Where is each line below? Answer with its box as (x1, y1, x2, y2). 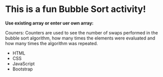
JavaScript (12, 60, 35, 66)
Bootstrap (12, 66, 33, 72)
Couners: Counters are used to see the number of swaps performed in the (5, 29, 158, 35)
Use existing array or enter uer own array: (5, 20, 94, 26)
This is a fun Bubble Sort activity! (5, 3, 146, 15)
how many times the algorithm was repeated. (5, 40, 98, 46)
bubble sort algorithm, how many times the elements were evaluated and (5, 35, 155, 41)
